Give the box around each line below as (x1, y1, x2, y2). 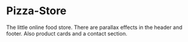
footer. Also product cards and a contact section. (6, 30, 127, 37)
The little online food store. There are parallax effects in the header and (6, 24, 183, 31)
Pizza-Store (6, 4, 67, 18)
